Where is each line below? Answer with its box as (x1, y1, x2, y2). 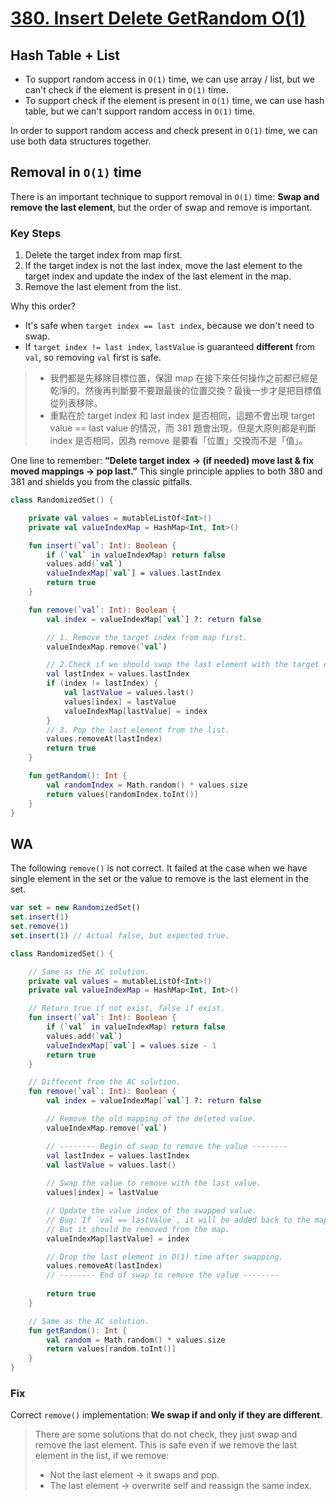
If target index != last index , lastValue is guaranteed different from (24, 341, 315, 353)
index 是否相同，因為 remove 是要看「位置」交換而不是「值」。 (49, 435, 308, 447)
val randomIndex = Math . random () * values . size (46, 780, 248, 790)
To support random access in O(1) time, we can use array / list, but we (24, 73, 315, 85)
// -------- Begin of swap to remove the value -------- (46, 1141, 288, 1151)
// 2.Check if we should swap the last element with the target (46, 660, 320, 670)
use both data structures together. (10, 135, 152, 147)
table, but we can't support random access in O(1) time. (24, 105, 256, 117)
